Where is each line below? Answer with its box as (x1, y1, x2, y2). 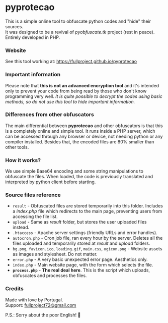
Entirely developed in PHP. (5, 34, 60, 40)
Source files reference (5, 191, 61, 198)
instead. (12, 224, 30, 231)
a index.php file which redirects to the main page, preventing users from (12, 208, 162, 214)
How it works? (5, 156, 41, 164)
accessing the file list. (12, 213, 58, 220)
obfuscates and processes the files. (12, 273, 87, 279)
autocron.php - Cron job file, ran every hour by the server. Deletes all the (12, 235, 163, 241)
